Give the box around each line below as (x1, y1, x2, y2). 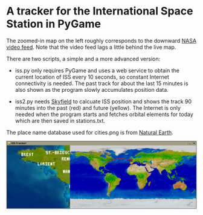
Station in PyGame (6, 17, 101, 31)
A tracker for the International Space (6, 4, 193, 18)
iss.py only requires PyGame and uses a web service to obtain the (14, 66, 180, 74)
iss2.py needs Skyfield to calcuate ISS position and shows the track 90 (14, 98, 192, 105)
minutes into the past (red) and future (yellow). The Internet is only (14, 104, 181, 111)
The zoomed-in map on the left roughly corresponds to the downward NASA (6, 37, 197, 44)
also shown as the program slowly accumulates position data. (14, 86, 169, 93)
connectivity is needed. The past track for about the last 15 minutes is (14, 80, 188, 87)
